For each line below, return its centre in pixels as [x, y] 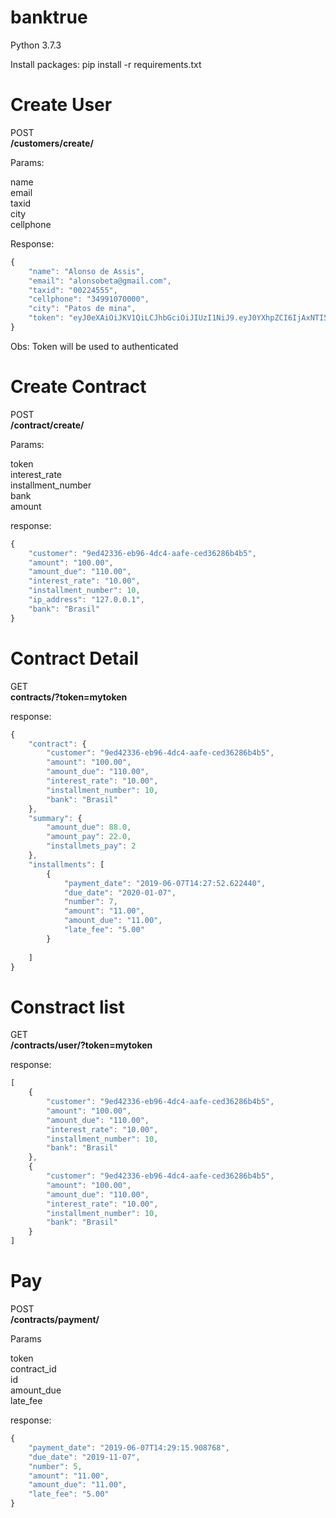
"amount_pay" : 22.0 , [89, 837]
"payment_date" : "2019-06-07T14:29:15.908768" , [129, 1447]
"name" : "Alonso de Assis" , [86, 271]
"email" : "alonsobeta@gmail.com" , [100, 281]
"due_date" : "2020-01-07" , [120, 892]
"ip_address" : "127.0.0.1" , [86, 600]
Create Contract [78, 387]
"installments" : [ [66, 864]
